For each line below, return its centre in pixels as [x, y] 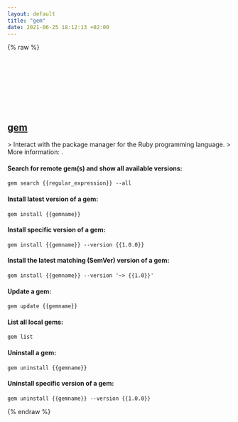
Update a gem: [29, 291]
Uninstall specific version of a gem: [61, 384]
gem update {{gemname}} [43, 306]
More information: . [36, 152]
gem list [20, 337]
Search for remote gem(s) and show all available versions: [95, 168]
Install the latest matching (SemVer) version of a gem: [88, 261]
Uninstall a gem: [32, 353]
